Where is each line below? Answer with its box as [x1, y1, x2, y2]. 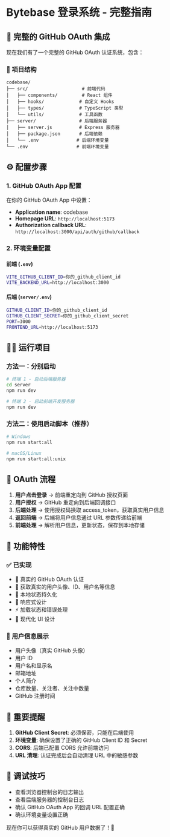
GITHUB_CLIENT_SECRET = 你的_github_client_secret [6, 313, 129, 319]
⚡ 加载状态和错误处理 [14, 606, 68, 613]
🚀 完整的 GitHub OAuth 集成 [6, 31, 110, 42]
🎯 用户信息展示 [6, 632, 49, 640]
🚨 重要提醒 [6, 712, 45, 722]
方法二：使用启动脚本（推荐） [6, 419, 93, 428]
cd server [6, 382, 31, 388]
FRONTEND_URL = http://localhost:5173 [6, 324, 98, 330]
